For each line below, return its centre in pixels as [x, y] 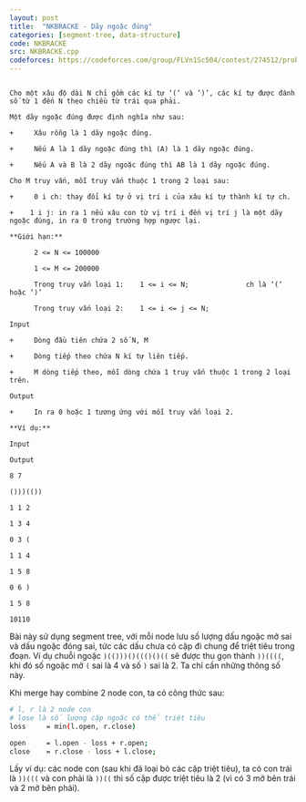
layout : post [34, 18]
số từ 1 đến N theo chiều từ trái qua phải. [95, 101]
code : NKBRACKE [38, 43]
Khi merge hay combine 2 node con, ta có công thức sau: [117, 693]
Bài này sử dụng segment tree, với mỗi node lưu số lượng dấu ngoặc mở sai [151, 636]
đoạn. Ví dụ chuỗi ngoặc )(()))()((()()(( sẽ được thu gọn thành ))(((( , [147, 656]
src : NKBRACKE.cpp [44, 52]
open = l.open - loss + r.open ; [79, 743]
